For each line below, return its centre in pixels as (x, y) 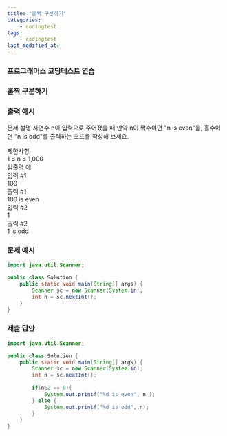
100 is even (23, 199)
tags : (15, 33)
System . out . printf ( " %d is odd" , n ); (96, 407)
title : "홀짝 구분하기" (37, 13)
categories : (24, 20)
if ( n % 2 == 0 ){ (52, 388)
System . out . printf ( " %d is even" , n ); (99, 394)
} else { (44, 401)
